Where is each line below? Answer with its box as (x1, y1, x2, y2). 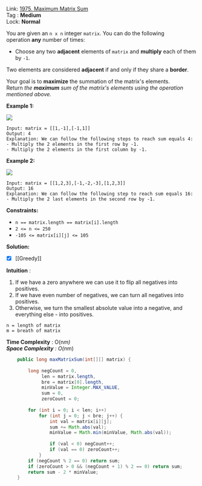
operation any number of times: (6, 36, 85, 43)
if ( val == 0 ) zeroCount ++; (49, 447, 120, 453)
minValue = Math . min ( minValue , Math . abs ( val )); (49, 430, 172, 436)
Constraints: (6, 207, 39, 214)
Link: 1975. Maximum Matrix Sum (6, 5, 89, 12)
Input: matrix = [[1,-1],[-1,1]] (6, 125, 91, 131)
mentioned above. (6, 91, 51, 97)
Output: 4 (6, 131, 31, 137)
